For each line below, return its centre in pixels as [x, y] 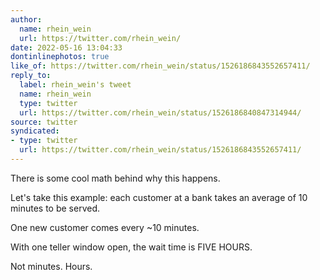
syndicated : [35, 131]
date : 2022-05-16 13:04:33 [66, 47]
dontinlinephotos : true [60, 57]
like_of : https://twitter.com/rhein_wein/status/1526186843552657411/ [160, 66]
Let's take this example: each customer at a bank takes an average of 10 [159, 197]
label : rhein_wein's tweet [75, 85]
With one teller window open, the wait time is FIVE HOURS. [131, 247]
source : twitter [44, 122]
